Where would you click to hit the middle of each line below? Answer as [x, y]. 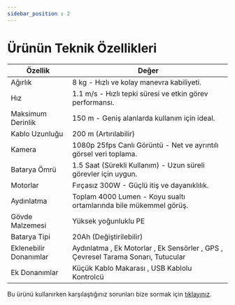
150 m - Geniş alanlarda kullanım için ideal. [144, 118]
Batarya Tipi [31, 237]
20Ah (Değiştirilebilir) [108, 237]
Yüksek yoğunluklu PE [109, 221]
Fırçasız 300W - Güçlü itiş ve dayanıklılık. [141, 185]
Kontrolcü [88, 276]
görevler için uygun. [105, 174]
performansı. [93, 102]
